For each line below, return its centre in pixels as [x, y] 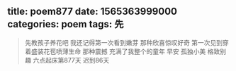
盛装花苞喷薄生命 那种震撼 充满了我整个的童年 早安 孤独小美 [118, 51]
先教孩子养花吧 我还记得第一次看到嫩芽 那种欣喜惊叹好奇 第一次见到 [124, 42]
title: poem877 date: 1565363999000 [92, 12]
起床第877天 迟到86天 [77, 60]
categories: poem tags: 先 [66, 24]
